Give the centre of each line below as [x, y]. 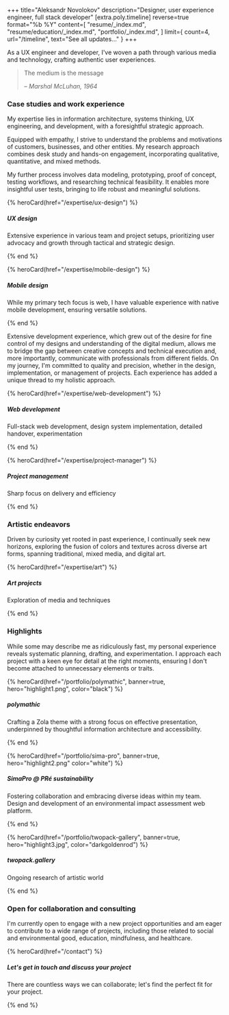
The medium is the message [64, 73]
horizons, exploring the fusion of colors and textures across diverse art [107, 547]
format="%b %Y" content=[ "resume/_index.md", [77, 24]
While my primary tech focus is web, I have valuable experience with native [113, 303]
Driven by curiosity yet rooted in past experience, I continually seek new [109, 539]
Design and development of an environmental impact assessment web [106, 803]
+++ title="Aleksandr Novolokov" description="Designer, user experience [110, 10]
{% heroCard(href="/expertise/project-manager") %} [82, 460]
